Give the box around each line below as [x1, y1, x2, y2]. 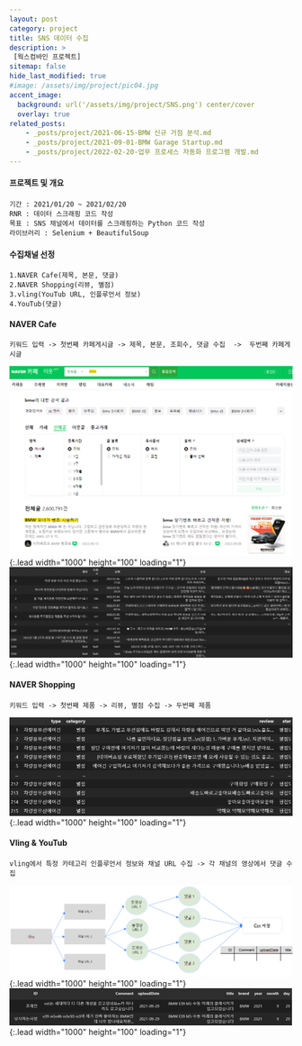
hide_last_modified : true [9, 72, 106, 81]
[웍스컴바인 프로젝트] [13, 52, 82, 62]
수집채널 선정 [9, 249, 56, 259]
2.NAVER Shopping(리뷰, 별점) [9, 280, 115, 290]
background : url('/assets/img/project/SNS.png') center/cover [17, 100, 255, 109]
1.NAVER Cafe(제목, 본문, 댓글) [9, 271, 120, 280]
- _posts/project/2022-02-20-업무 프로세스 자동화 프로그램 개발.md [25, 148, 259, 157]
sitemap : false [9, 62, 67, 71]
